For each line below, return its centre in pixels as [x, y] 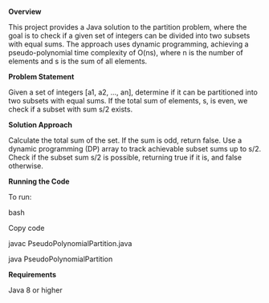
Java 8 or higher [35, 290]
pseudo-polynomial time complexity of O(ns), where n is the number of [126, 53]
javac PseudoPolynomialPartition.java [70, 243]
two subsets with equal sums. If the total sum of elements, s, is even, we [128, 101]
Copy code [26, 228]
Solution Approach [41, 125]
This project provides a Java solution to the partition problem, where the [128, 27]
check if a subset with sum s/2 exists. [71, 109]
